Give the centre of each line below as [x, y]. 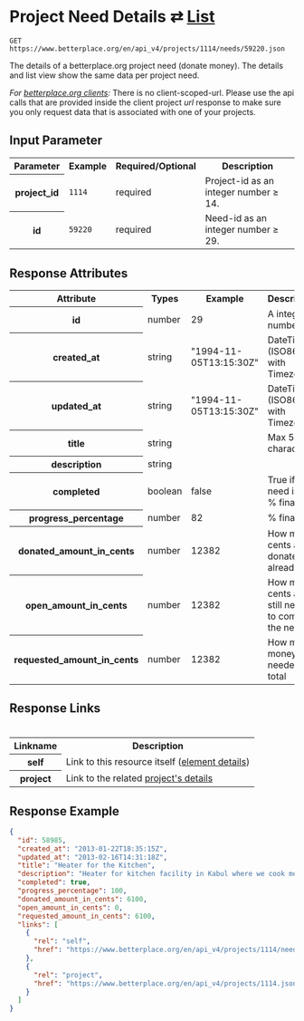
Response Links [55, 708]
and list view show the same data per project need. [104, 75]
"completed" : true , [54, 882]
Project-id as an [239, 181]
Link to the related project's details [140, 778]
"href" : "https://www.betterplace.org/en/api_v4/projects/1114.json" [167, 983]
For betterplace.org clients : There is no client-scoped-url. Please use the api [152, 92]
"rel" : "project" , [68, 975]
